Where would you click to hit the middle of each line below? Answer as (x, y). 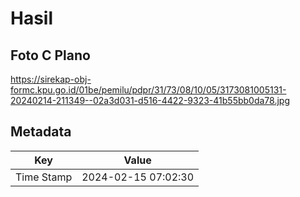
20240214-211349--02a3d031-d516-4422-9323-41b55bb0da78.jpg (150, 100)
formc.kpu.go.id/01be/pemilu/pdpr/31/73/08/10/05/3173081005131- (148, 90)
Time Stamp (44, 177)
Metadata (41, 132)
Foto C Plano (50, 55)
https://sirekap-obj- (51, 79)
